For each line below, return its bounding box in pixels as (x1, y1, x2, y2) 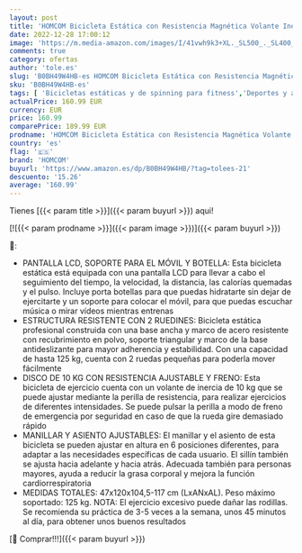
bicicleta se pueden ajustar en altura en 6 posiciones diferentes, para (22, 440, 280, 450)
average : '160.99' (9, 181, 78, 190)
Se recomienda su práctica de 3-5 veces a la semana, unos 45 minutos (22, 506, 287, 518)
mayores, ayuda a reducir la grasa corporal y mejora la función (22, 468, 255, 479)
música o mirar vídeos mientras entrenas (22, 305, 173, 316)
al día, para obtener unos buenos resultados (22, 516, 187, 527)
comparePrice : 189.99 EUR (9, 122, 106, 131)
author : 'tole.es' (9, 64, 78, 73)
